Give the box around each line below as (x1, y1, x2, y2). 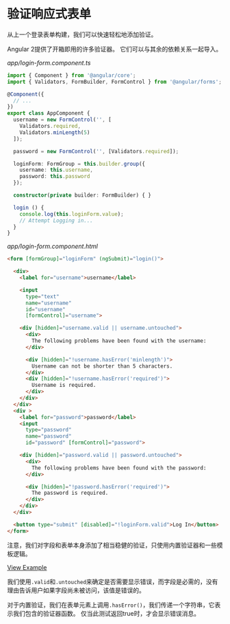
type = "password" (25, 427, 72, 434)
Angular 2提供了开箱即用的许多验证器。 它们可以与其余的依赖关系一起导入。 (7, 45, 222, 53)
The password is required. (31, 489, 109, 497)
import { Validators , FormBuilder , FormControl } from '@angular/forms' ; (7, 78, 222, 85)
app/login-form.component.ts (7, 58, 91, 67)
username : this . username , (19, 166, 94, 174)
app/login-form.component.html (7, 242, 98, 251)
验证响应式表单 (7, 6, 92, 22)
